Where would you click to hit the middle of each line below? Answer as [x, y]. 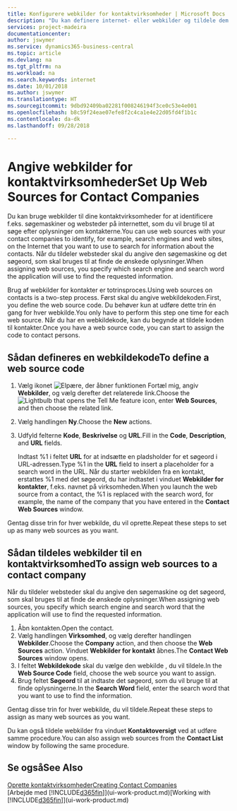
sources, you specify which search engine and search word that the [106, 607]
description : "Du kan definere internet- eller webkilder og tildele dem [118, 21]
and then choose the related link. [65, 408]
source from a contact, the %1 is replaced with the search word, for [115, 494]
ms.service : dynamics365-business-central [71, 47]
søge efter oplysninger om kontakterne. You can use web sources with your [116, 231]
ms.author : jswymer [36, 93]
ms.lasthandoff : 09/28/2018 [49, 126]
